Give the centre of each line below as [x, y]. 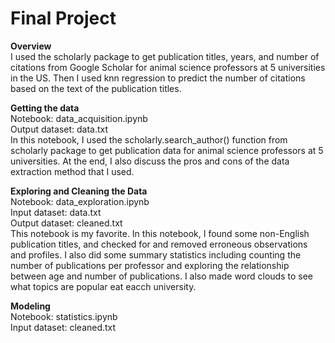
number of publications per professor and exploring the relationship [150, 265]
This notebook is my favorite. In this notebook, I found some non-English [160, 233]
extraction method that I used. [72, 171]
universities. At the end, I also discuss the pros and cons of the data [150, 161]
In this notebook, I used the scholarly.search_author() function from [149, 139]
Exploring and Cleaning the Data [79, 191]
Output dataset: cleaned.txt [66, 223]
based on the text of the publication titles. [96, 88]
